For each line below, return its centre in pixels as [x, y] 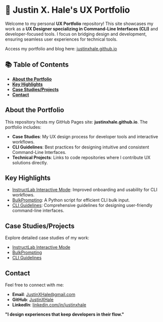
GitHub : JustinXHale [33, 299]
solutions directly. [30, 162]
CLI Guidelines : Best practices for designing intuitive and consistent [81, 147]
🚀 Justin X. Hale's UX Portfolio [68, 10]
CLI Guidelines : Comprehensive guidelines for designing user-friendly [82, 205]
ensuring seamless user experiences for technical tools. [61, 39]
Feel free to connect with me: [35, 285]
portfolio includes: [23, 127]
